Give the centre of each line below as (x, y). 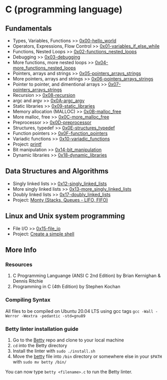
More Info (21, 250)
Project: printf (27, 144)
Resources (19, 264)
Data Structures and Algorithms (57, 171)
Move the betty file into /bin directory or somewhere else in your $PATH (87, 356)
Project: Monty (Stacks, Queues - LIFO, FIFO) (60, 200)
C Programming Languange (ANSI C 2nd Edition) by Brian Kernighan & (87, 276)
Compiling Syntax (28, 300)
